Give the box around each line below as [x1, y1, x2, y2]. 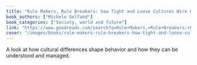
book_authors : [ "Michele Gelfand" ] [6, 14, 93, 20]
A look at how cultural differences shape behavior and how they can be [6, 46, 178, 53]
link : [6, 24, 19, 31]
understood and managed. [6, 52, 70, 59]
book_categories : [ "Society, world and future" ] [6, 19, 127, 25]
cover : [6, 30, 22, 36]
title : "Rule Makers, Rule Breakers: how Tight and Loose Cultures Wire [6, 8, 188, 15]
